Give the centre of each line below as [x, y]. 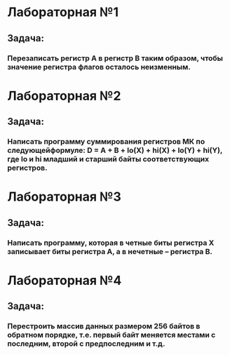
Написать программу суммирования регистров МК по [106, 141]
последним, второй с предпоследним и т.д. [86, 343]
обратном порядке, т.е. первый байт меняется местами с [111, 335]
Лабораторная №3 [64, 197]
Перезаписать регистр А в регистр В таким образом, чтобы [115, 58]
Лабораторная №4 [65, 280]
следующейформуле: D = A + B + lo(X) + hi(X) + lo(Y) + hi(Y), [115, 150]
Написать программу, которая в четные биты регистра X [111, 243]
